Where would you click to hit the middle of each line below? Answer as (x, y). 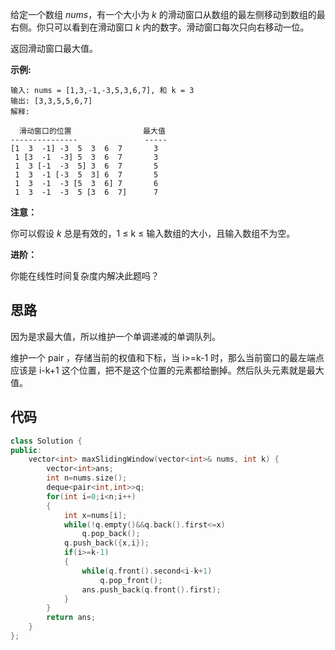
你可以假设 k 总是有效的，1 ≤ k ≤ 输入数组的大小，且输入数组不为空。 (153, 233)
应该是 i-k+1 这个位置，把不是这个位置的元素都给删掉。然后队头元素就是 (158, 370)
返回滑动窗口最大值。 (54, 48)
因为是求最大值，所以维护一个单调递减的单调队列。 (115, 336)
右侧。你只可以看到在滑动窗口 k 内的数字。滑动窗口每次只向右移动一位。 (160, 27)
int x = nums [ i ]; (95, 515)
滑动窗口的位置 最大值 (92, 131)
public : (26, 450)
